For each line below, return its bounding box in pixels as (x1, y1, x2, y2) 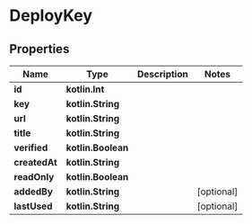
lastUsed (13, 200, 53, 212)
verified (13, 141, 48, 154)
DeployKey (9, 5, 92, 26)
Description (137, 68, 188, 80)
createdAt (13, 157, 58, 168)
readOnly (13, 171, 55, 183)
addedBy (13, 185, 54, 198)
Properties (9, 41, 70, 57)
